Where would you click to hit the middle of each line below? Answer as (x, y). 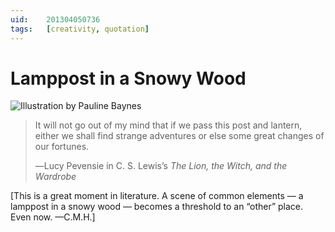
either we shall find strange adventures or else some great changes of (179, 136)
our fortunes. (62, 147)
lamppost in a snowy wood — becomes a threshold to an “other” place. (157, 207)
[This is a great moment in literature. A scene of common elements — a (157, 196)
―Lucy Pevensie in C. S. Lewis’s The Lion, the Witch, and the (161, 166)
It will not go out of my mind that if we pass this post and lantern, (168, 125)
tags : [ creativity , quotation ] (80, 29)
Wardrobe (55, 177)
